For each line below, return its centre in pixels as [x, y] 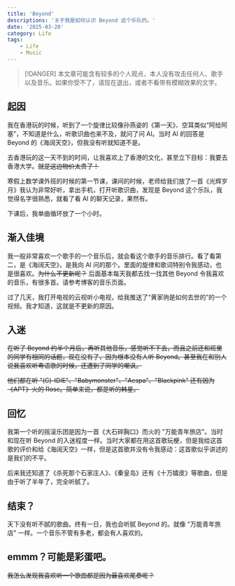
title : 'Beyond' [31, 14]
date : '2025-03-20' [36, 27]
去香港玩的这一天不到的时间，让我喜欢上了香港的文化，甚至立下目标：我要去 [117, 157]
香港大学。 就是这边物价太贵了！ [53, 166]
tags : [15, 40]
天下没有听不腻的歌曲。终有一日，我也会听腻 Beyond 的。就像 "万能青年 [111, 524]
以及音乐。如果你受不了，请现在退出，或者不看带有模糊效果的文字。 [122, 82]
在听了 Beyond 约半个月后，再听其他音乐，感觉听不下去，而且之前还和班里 [115, 348]
